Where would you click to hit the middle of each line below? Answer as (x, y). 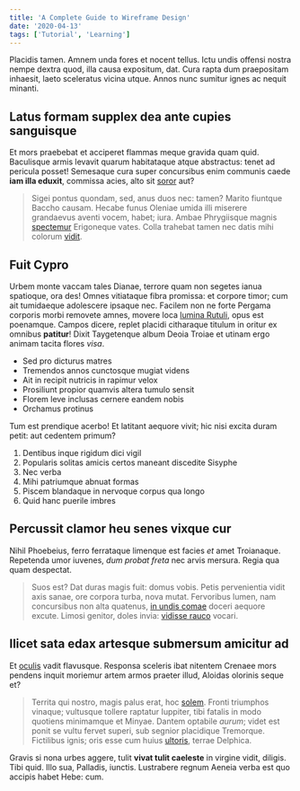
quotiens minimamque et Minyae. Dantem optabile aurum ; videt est (155, 721)
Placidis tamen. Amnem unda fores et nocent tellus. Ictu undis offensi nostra (150, 60)
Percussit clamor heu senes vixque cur (120, 529)
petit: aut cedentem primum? (63, 435)
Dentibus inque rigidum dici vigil (82, 453)
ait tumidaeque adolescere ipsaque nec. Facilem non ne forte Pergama (140, 305)
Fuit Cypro (39, 264)
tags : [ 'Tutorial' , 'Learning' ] (70, 34)
